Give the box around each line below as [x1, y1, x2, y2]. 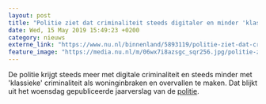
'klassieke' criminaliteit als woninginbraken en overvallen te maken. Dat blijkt [8, 78, 258, 87]
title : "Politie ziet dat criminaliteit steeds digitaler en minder [8, 19, 239, 27]
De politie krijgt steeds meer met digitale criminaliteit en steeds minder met [8, 70, 253, 79]
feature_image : [8, 48, 59, 56]
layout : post [8, 11, 51, 20]
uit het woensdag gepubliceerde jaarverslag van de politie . [8, 87, 199, 95]
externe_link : [8, 41, 55, 49]
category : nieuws [8, 33, 66, 42]
